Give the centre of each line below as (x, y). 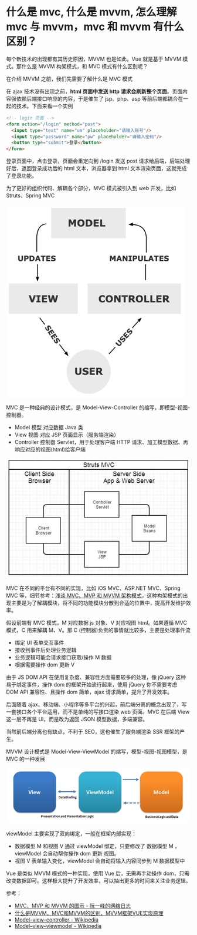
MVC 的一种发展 (26, 759)
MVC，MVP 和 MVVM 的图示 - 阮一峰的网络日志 (73, 906)
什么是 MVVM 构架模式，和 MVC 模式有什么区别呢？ (85, 66)
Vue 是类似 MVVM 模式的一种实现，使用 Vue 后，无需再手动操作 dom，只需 (98, 873)
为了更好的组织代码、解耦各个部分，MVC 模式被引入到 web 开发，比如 (91, 188)
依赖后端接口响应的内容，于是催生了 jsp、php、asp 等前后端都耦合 (97, 98)
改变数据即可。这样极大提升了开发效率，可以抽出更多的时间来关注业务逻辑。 (98, 880)
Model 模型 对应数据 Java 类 (49, 427)
